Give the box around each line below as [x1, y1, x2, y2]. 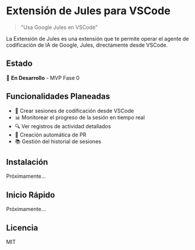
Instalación [6, 157, 49, 167]
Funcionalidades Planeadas [6, 92, 110, 102]
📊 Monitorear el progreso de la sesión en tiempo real [14, 113, 145, 121]
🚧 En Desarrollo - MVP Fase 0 [6, 74, 80, 81]
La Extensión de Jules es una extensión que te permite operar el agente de [6, 35, 190, 42]
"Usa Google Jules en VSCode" [20, 24, 98, 31]
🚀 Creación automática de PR [14, 131, 87, 138]
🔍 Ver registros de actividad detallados [14, 122, 111, 129]
